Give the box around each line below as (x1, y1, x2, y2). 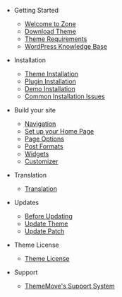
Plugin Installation (24, 77, 76, 86)
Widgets (24, 150, 49, 158)
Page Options (24, 134, 65, 143)
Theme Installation (24, 70, 79, 78)
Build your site (13, 106, 56, 114)
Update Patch (24, 227, 65, 235)
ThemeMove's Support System (24, 282, 115, 290)
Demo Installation (24, 85, 75, 93)
